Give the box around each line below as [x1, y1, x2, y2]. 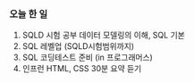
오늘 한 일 [9, 7, 47, 20]
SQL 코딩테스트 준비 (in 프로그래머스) [21, 52, 154, 63]
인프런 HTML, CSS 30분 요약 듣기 [21, 63, 142, 74]
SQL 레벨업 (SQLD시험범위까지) [21, 41, 135, 52]
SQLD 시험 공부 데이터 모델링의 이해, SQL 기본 [21, 29, 185, 41]
